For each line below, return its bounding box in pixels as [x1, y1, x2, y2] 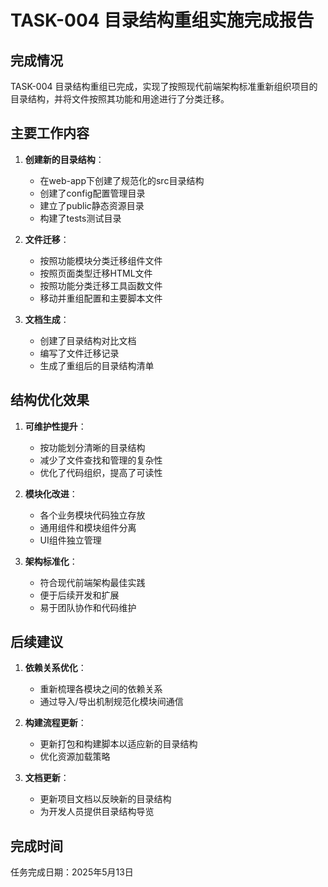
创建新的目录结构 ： [24, 153, 105, 165]
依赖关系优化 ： [24, 662, 87, 674]
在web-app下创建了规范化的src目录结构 [39, 174, 205, 186]
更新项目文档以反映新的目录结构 [39, 793, 172, 805]
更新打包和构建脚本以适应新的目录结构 [39, 738, 198, 750]
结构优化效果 [10, 392, 90, 409]
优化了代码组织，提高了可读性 [39, 466, 163, 478]
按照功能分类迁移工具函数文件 [39, 279, 163, 291]
